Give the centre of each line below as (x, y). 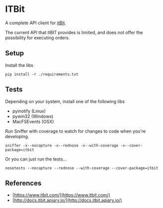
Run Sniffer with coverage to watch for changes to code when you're (76, 131)
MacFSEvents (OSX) (33, 121)
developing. (17, 136)
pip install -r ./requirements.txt (42, 74)
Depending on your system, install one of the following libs (65, 101)
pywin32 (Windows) (33, 116)
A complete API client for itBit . (36, 23)
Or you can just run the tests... (36, 159)
